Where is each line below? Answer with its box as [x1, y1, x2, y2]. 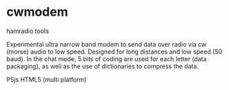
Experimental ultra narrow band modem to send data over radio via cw [6, 40, 207, 48]
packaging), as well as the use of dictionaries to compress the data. [6, 62, 199, 70]
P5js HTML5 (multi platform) [6, 75, 87, 83]
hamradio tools [6, 27, 49, 35]
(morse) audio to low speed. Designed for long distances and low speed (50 [6, 47, 223, 56]
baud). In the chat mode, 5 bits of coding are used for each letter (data [6, 54, 208, 63]
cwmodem [6, 4, 68, 20]
